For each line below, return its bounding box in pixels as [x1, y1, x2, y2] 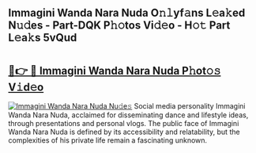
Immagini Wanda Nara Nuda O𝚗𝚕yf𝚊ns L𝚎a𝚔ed [8, 6, 246, 20]
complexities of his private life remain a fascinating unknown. [8, 136, 208, 145]
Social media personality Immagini [134, 101, 246, 110]
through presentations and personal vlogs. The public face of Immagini [8, 119, 239, 128]
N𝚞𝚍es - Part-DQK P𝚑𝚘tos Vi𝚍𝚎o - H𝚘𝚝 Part [8, 19, 231, 33]
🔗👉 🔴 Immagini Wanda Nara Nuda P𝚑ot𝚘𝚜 [8, 63, 221, 78]
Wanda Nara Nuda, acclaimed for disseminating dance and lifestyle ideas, [8, 110, 249, 120]
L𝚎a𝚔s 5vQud [8, 31, 77, 44]
